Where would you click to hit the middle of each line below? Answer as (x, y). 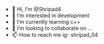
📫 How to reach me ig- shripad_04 (55, 35)
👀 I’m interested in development (51, 15)
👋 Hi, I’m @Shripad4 (36, 9)
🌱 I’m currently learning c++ (46, 22)
